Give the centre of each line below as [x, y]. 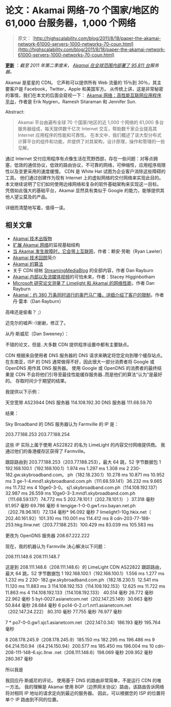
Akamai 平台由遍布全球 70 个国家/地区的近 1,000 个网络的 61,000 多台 [91, 122]
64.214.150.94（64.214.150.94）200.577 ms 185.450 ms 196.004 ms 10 [80, 646]
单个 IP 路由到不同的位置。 [33, 699]
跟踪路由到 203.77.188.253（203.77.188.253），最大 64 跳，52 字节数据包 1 [83, 462]
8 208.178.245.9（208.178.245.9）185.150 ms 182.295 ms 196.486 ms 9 [80, 639]
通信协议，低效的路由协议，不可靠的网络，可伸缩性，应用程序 [92, 165]
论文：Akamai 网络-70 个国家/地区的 [82, 10]
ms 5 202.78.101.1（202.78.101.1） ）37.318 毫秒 [105, 499]
